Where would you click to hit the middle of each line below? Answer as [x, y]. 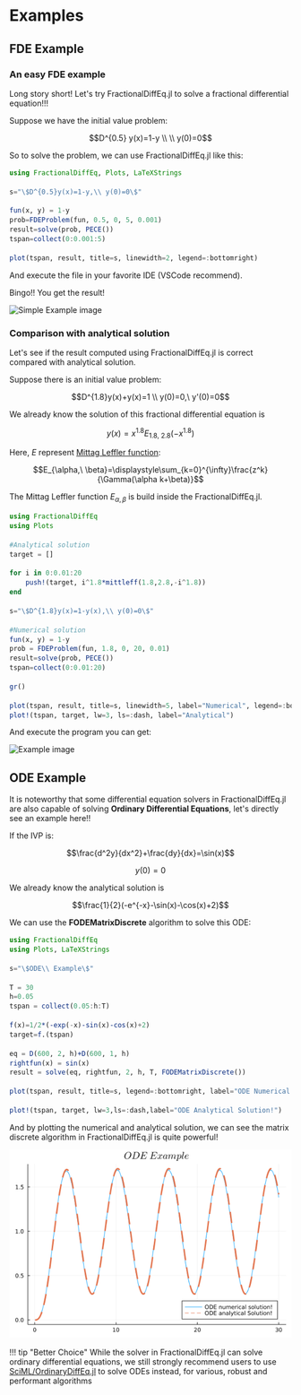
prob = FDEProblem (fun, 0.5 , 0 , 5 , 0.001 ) [86, 221]
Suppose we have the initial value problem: [89, 120]
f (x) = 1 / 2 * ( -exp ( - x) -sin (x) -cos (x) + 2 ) [80, 1026]
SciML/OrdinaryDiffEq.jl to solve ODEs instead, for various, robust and [138, 1371]
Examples [47, 16]
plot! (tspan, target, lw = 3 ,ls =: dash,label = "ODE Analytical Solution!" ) [146, 1110]
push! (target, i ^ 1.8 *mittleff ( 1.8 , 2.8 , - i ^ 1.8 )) [116, 583]
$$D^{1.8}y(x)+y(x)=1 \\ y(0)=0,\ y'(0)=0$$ [150, 396]
